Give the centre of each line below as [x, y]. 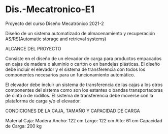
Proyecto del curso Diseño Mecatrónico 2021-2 [55, 23]
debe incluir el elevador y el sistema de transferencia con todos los [75, 69]
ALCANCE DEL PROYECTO [33, 48]
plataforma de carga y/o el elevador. [43, 101]
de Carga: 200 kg [24, 126]
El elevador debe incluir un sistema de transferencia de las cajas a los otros [84, 85]
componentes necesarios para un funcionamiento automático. [70, 74]
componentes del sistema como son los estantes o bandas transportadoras [84, 90]
